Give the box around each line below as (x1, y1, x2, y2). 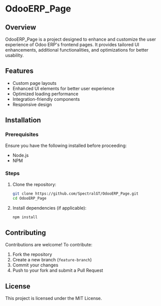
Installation (5, 116, 41, 124)
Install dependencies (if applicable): (12, 205, 87, 211)
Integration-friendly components (12, 96, 80, 102)
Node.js (12, 152, 29, 158)
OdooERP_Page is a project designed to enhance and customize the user (5, 36, 156, 42)
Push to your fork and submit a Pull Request (12, 267, 103, 273)
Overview (5, 23, 37, 32)
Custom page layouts (12, 80, 57, 86)
